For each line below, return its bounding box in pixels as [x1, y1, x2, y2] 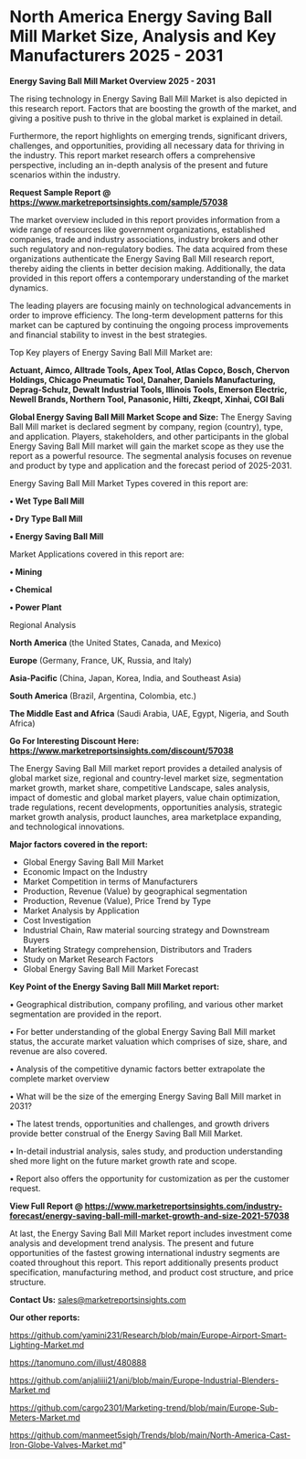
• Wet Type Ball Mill [9, 495, 85, 506]
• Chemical [9, 583, 53, 595]
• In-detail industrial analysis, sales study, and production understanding [9, 1145, 283, 1156]
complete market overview [9, 1072, 110, 1084]
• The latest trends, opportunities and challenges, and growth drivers [9, 1118, 269, 1129]
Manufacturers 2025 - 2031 [9, 46, 224, 66]
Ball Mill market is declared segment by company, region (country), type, [9, 421, 283, 431]
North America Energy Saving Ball [9, 6, 272, 27]
